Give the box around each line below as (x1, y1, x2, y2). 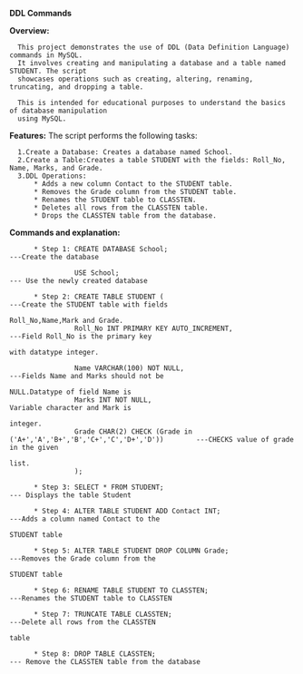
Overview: (9, 25, 50, 35)
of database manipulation (9, 106, 107, 115)
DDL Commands (9, 8, 73, 18)
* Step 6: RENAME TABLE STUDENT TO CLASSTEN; (33, 586, 209, 595)
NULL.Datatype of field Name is (9, 387, 132, 396)
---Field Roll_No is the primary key (9, 332, 152, 341)
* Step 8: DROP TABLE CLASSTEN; (33, 650, 156, 659)
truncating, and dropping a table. (9, 83, 144, 92)
